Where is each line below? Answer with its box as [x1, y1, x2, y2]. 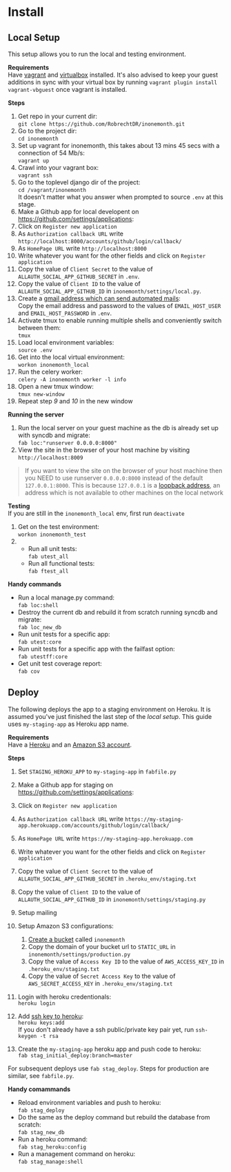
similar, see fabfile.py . [8, 1071, 74, 1079]
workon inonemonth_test [17, 531, 87, 538]
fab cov [17, 668, 40, 675]
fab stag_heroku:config [17, 1144, 87, 1151]
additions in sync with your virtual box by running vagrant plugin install [8, 78, 218, 86]
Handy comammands [8, 1085, 71, 1093]
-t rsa [39, 1032, 59, 1039]
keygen [17, 1032, 37, 1039]
